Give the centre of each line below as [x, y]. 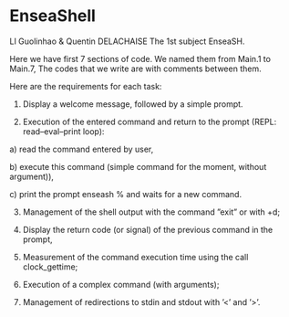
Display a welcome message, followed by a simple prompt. [133, 104]
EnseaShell [52, 16]
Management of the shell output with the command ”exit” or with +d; [151, 212]
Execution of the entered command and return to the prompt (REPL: [150, 122]
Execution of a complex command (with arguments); [121, 284]
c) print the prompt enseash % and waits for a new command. [126, 194]
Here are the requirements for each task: [86, 86]
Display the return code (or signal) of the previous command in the [148, 229]
